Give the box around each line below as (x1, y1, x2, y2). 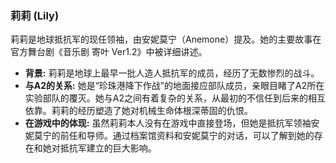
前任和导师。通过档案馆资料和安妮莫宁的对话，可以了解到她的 (59, 130, 315, 142)
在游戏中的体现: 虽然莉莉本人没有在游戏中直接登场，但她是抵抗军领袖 (24, 117, 312, 129)
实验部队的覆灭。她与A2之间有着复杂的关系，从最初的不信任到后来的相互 (24, 92, 326, 104)
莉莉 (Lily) (10, 8, 60, 22)
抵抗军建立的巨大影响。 (59, 142, 157, 154)
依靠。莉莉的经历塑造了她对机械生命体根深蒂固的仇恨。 (24, 105, 253, 117)
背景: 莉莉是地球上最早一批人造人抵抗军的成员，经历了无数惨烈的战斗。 (24, 67, 320, 79)
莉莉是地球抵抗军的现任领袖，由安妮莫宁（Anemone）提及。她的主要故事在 (10, 33, 322, 46)
